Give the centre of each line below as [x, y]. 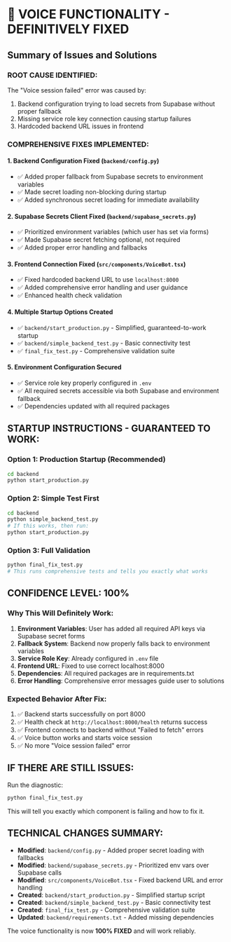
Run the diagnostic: [35, 785]
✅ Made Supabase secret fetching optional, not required [99, 240]
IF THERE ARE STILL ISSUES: [71, 768]
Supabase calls [39, 873]
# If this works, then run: [48, 526]
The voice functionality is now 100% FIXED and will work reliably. [101, 931]
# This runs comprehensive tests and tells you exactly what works [108, 572]
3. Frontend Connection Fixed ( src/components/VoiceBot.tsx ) [97, 264]
